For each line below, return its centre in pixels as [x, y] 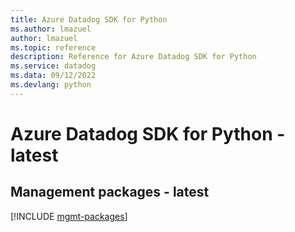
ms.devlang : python [51, 85]
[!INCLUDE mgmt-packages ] [69, 216]
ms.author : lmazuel [51, 29]
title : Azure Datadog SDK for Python [89, 19]
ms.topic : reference [53, 47]
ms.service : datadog [53, 66]
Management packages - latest [110, 192]
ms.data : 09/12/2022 [53, 76]
